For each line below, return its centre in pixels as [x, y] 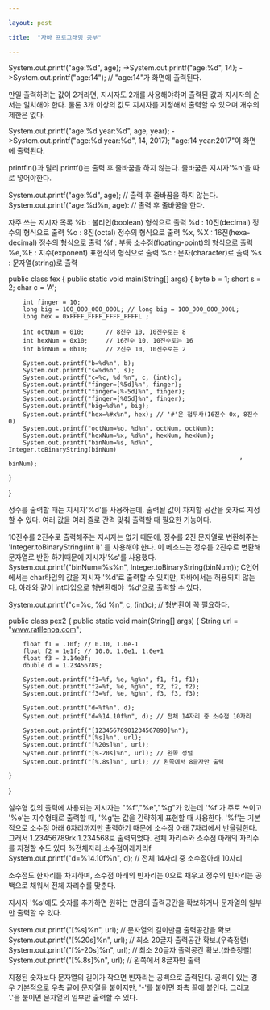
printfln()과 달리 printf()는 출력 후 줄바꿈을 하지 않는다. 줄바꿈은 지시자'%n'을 [130, 167]
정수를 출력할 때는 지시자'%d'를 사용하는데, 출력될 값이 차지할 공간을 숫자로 [127, 509]
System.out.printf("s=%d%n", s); [79, 370]
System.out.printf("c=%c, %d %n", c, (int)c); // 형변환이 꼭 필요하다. [119, 604]
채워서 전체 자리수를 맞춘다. [73, 885]
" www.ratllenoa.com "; [45, 629]
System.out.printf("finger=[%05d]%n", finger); [104, 398]
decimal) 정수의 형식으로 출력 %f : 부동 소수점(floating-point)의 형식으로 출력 [131, 242]
